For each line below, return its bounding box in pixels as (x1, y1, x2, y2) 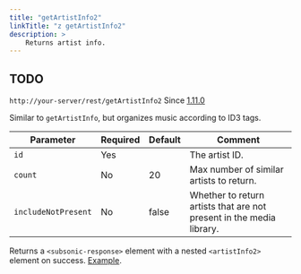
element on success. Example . (9, 255, 123, 266)
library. (189, 223, 219, 235)
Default (149, 133, 181, 146)
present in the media (189, 211, 276, 224)
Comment (216, 133, 261, 146)
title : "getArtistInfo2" (9, 13, 102, 22)
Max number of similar (189, 163, 284, 176)
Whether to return (189, 189, 265, 201)
